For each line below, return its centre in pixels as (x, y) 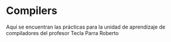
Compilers (32, 11)
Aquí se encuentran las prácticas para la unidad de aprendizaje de (86, 27)
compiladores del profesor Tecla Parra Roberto (62, 33)
